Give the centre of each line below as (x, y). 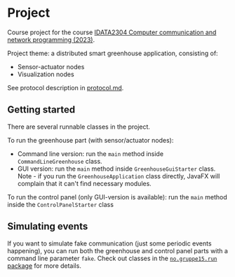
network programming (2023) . (51, 39)
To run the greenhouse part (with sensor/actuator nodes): (90, 140)
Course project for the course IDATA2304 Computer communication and (112, 32)
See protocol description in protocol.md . (66, 87)
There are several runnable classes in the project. (79, 127)
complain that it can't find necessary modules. (85, 183)
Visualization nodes (46, 74)
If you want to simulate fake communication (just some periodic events (109, 243)
